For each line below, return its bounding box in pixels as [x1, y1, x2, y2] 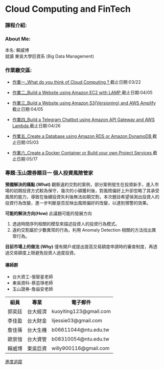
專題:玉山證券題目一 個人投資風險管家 [5, 169, 94, 176]
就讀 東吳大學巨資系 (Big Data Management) [5, 53, 94, 60]
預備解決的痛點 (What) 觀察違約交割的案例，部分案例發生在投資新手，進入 [5, 182, 155, 187]
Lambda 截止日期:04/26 [12, 123, 61, 128]
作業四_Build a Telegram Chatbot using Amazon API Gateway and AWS [12, 117, 155, 123]
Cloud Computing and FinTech [5, 3, 131, 15]
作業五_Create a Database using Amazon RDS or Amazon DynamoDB [12, 133, 152, 139]
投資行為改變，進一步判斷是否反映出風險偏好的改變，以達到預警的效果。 [5, 200, 151, 206]
